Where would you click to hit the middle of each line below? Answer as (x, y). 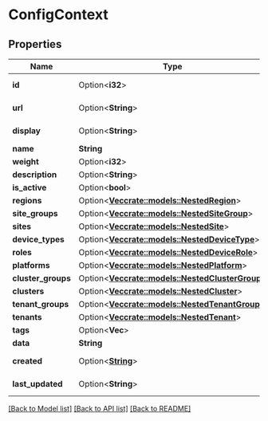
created (27, 361)
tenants (27, 317)
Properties (35, 44)
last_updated (37, 384)
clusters (28, 291)
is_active (30, 187)
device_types (39, 239)
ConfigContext (59, 15)
